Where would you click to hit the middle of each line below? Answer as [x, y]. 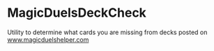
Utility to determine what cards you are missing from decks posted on [107, 32]
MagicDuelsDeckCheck [77, 13]
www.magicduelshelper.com [48, 39]
